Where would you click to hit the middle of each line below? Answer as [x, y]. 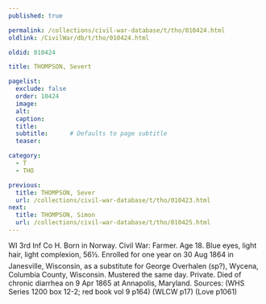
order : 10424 [37, 97]
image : [27, 104]
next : [17, 207]
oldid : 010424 [32, 52]
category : [25, 156]
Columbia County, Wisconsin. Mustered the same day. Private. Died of [125, 274]
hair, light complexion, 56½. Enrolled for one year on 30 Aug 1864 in [121, 254]
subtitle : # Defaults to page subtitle [91, 134]
